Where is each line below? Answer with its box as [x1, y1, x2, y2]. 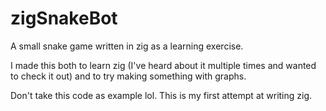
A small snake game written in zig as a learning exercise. [10, 40, 244, 52]
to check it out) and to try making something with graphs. [10, 70, 247, 82]
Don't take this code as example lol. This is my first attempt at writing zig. [10, 89, 313, 101]
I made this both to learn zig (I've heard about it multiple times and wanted [10, 59, 317, 71]
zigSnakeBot [10, 7, 118, 30]
